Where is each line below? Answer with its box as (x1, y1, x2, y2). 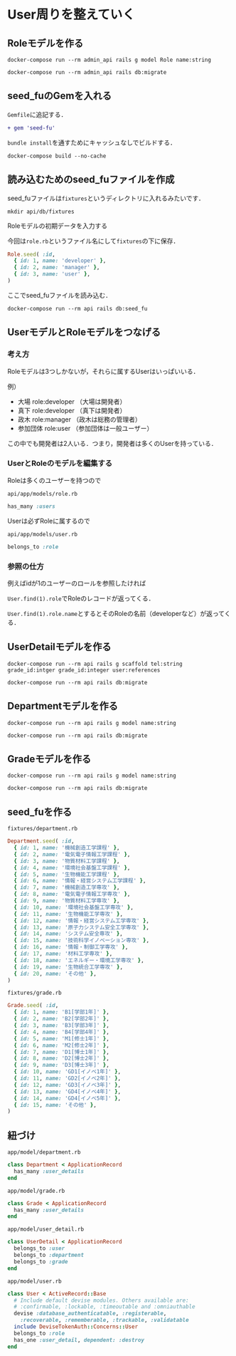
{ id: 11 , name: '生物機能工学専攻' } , (14, 910, 123, 917)
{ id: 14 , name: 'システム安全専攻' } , (14, 930, 123, 937)
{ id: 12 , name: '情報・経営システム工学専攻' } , (14, 917, 149, 924)
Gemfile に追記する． (7, 110, 68, 118)
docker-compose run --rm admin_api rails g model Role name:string (7, 56, 212, 63)
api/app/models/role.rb (7, 490, 78, 497)
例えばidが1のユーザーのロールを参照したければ (7, 578, 146, 588)
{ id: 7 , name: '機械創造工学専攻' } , (14, 884, 120, 891)
